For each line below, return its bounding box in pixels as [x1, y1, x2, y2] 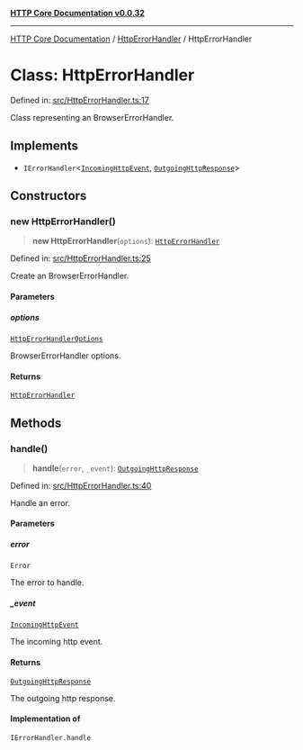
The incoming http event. [10, 637, 103, 647]
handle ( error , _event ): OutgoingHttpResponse [31, 463, 199, 474]
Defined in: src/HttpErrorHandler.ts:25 [10, 253, 151, 264]
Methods [10, 415, 62, 430]
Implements [10, 139, 79, 154]
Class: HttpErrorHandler [10, 65, 195, 86]
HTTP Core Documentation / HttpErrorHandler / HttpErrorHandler [10, 33, 253, 44]
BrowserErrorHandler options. [10, 350, 121, 361]
